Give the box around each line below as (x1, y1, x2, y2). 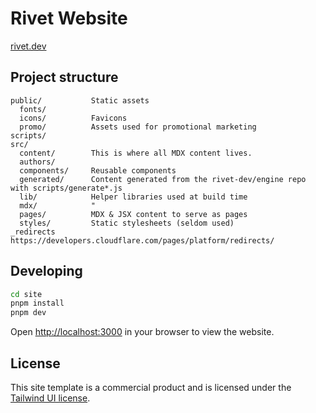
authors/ (19, 157, 56, 167)
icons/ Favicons (19, 113, 128, 123)
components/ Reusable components (19, 165, 177, 176)
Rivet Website (10, 7, 128, 30)
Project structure (10, 69, 119, 86)
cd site (10, 289, 43, 299)
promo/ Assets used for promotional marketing (19, 122, 257, 132)
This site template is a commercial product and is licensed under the (10, 382, 292, 393)
